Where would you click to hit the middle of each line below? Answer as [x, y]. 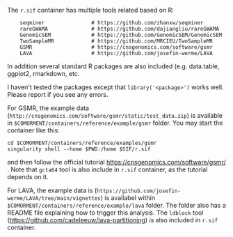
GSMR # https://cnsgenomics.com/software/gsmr [116, 47]
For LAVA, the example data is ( [52, 190]
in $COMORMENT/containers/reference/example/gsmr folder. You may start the [115, 123]
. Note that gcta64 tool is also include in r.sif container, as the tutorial [107, 169]
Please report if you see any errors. [58, 94]
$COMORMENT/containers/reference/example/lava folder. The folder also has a [116, 205]
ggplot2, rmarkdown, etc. [43, 74]
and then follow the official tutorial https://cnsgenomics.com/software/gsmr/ [116, 162]
